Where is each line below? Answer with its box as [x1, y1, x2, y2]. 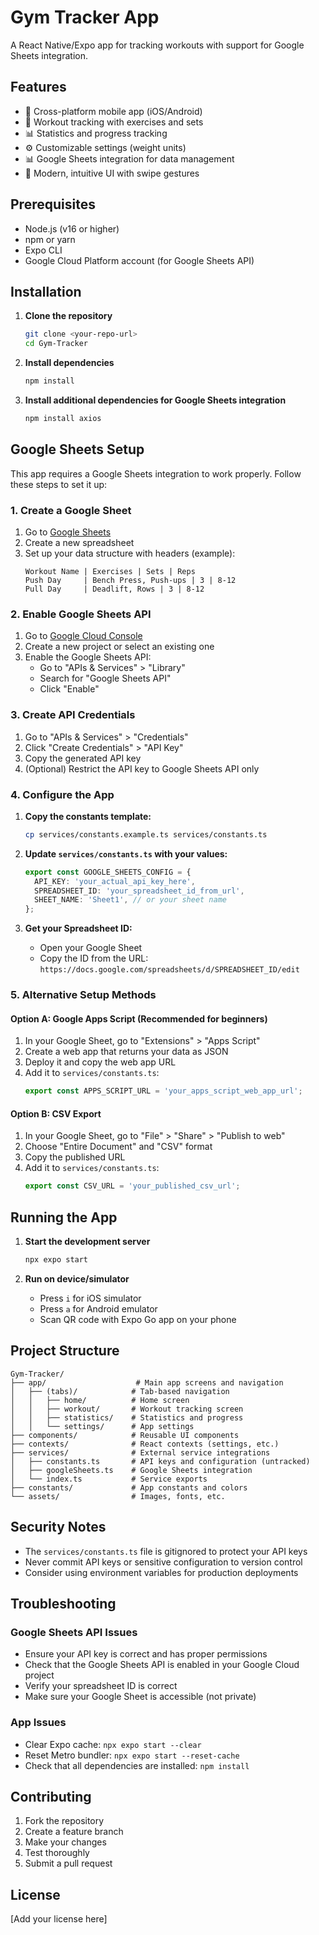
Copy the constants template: [24, 810, 152, 822]
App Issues [10, 1716, 67, 1730]
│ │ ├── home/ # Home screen [10, 1395, 190, 1405]
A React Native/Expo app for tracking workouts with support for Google [10, 39, 305, 51]
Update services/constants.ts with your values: [24, 847, 228, 860]
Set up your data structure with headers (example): [24, 547, 236, 559]
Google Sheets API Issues [10, 1625, 138, 1639]
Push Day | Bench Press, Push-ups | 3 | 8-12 [24, 575, 237, 585]
